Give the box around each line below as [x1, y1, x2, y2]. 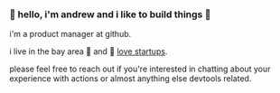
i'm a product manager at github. [9, 29, 132, 40]
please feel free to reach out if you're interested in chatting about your [9, 63, 271, 75]
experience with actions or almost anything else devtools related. [9, 73, 252, 84]
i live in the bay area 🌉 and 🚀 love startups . [9, 46, 168, 57]
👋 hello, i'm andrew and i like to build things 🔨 [9, 8, 211, 21]
